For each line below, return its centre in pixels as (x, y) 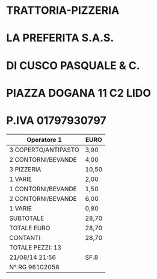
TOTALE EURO (30, 228)
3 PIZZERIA (25, 169)
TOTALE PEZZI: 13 (35, 247)
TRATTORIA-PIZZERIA (63, 11)
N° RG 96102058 (35, 267)
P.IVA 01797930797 (56, 120)
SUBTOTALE (27, 218)
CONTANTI (25, 238)
